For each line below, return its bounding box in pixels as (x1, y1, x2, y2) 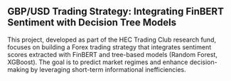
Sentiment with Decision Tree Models (7, 17, 177, 29)
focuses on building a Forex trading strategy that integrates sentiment (7, 42, 212, 51)
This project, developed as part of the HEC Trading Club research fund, (7, 35, 217, 44)
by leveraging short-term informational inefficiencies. (30, 65, 186, 73)
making (7, 65, 30, 73)
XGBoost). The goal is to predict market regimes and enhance (7, 58, 188, 66)
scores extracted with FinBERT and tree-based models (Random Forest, (7, 50, 218, 58)
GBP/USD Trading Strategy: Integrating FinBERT (7, 6, 224, 18)
